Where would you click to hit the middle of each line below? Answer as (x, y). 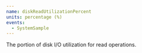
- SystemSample (30, 28)
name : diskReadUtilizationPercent (49, 11)
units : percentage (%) (34, 17)
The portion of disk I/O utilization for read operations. (71, 45)
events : (16, 22)
